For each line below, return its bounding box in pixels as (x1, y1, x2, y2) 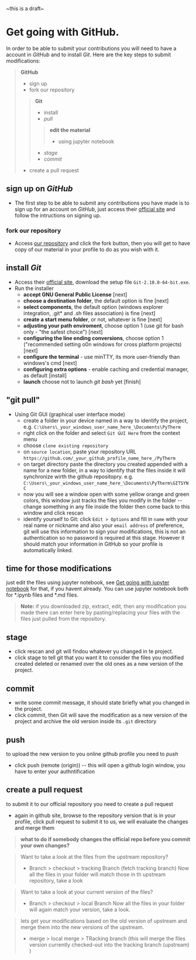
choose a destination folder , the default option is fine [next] (23, 297, 169, 304)
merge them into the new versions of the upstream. (20, 923, 145, 931)
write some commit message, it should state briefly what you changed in (14, 699, 190, 706)
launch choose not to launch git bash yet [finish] (23, 378, 142, 385)
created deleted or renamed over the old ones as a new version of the (14, 661, 183, 668)
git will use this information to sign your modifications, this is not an (23, 527, 186, 535)
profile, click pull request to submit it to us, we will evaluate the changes (14, 818, 188, 825)
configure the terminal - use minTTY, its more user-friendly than (23, 353, 180, 360)
